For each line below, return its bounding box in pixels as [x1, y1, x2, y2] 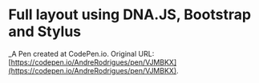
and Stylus [8, 22, 82, 41]
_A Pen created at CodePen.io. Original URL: [8, 49, 155, 58]
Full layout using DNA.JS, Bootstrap [8, 6, 251, 24]
